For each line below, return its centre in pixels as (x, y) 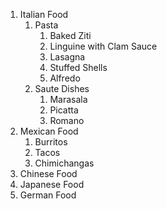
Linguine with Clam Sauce (103, 46)
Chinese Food (48, 173)
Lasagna (67, 57)
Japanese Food (52, 184)
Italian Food (44, 14)
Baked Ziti (70, 35)
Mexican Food (49, 131)
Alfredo (65, 78)
